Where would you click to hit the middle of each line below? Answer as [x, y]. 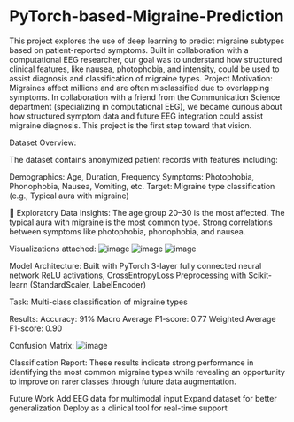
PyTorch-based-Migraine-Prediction [147, 16]
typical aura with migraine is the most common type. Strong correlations [141, 222]
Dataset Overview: [43, 142]
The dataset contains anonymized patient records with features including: [144, 159]
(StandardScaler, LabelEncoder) [88, 284]
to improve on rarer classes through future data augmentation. [123, 381]
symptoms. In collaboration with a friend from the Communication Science [145, 97]
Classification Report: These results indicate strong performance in [132, 362]
